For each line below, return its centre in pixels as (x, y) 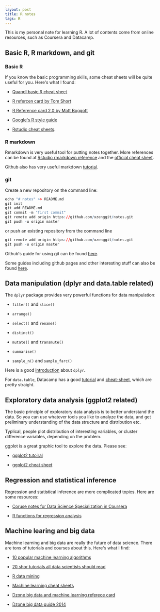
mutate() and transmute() (38, 342)
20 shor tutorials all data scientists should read (59, 566)
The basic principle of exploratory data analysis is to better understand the (80, 412)
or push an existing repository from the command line (59, 231)
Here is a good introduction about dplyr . (45, 370)
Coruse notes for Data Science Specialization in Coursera (70, 506)
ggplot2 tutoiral (27, 455)
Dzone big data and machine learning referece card (64, 595)
